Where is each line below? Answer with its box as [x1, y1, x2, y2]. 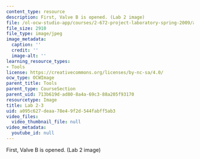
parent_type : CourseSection [6, 86, 76, 92]
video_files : [6, 113, 39, 119]
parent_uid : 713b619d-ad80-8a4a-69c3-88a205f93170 [6, 91, 135, 97]
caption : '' [11, 42, 42, 48]
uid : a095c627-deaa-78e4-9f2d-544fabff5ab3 [6, 108, 116, 114]
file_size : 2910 [6, 25, 46, 31]
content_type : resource [6, 8, 65, 15]
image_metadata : [6, 36, 46, 42]
